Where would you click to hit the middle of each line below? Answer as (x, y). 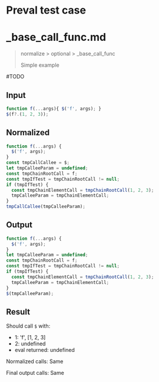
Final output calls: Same (35, 373)
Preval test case (46, 10)
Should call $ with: (28, 326)
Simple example (40, 65)
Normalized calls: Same (35, 361)
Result (18, 311)
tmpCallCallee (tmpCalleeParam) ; (46, 207)
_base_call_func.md (56, 37)
